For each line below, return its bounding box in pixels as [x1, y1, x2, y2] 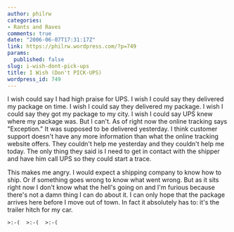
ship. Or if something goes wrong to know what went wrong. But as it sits [7, 176, 219, 184]
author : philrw [7, 10, 52, 18]
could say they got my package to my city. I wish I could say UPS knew [7, 110, 213, 118]
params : [7, 50, 30, 57]
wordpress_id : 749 [7, 75, 61, 83]
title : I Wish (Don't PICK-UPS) [7, 69, 102, 76]
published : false [13, 56, 65, 63]
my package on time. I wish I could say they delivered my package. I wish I [7, 103, 223, 111]
